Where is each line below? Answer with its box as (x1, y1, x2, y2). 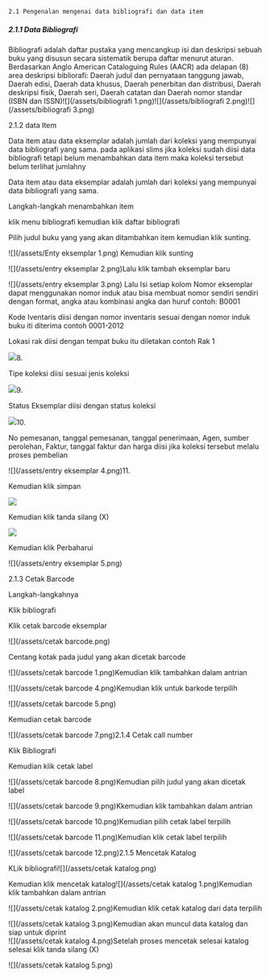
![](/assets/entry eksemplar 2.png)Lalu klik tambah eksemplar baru (8, 263, 231, 273)
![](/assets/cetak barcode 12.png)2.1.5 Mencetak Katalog (8, 847, 197, 857)
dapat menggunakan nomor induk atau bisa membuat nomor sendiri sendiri (8, 288, 259, 297)
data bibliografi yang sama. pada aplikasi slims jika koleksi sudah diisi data (8, 144, 256, 154)
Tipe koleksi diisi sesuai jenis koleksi (8, 368, 130, 378)
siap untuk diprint (8, 927, 67, 937)
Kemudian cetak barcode (8, 714, 92, 724)
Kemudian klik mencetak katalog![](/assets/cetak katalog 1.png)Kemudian (8, 879, 252, 889)
